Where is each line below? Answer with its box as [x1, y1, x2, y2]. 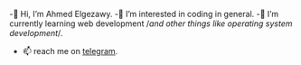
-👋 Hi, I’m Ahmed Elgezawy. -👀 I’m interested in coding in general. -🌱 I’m [9, 9, 278, 19]
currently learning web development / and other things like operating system [9, 18, 293, 29]
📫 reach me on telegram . [22, 46, 118, 56]
